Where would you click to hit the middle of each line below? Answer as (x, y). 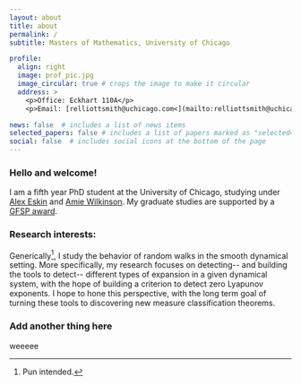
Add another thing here (61, 326)
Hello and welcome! (53, 173)
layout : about (36, 17)
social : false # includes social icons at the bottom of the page (138, 141)
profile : (26, 59)
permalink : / (34, 34)
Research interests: (53, 235)
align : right (42, 67)
